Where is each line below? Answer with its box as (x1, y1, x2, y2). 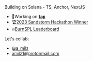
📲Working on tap (11, 14, 46, 19)
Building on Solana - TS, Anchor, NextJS (4, 4, 85, 10)
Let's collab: (4, 36, 29, 41)
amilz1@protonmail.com (11, 51, 60, 56)
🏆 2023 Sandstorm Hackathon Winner (11, 19, 88, 25)
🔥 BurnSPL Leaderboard (11, 26, 59, 32)
